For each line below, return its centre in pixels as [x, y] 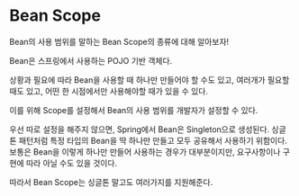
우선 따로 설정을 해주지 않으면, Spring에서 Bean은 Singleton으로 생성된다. [140, 129]
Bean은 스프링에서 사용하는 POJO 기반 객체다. [91, 60]
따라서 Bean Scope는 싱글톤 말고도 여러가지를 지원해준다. [111, 182]
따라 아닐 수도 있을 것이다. [72, 163]
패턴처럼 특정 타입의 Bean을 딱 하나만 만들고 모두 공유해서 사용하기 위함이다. [153, 140]
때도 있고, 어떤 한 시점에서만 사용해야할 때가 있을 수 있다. [109, 91]
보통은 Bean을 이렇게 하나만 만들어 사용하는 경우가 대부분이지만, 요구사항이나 [145, 151]
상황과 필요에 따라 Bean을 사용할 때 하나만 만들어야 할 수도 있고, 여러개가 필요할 [149, 80]
